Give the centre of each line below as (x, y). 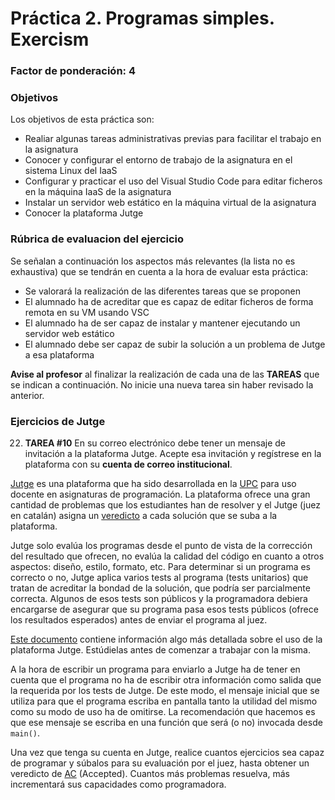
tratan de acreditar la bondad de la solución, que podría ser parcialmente (160, 588)
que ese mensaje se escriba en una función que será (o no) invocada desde (166, 722)
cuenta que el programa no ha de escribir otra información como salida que (166, 680)
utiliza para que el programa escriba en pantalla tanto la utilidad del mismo (164, 701)
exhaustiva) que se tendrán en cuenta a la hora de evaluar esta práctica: (159, 271)
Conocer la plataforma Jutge (84, 213)
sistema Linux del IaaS (71, 171)
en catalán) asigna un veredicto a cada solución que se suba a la (144, 515)
